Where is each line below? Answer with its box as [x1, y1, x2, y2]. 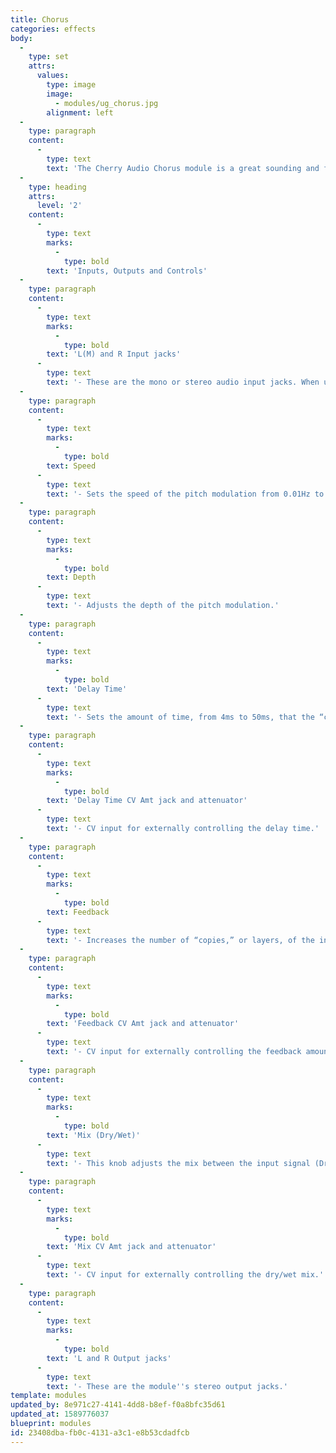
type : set [28, 52, 70, 62]
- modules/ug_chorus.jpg [54, 98, 159, 108]
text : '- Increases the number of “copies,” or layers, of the [46, 935, 315, 945]
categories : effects [10, 24, 97, 34]
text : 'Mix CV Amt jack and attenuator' [46, 1242, 217, 1252]
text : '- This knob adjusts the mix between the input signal [46, 1158, 311, 1168]
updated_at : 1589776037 [10, 1409, 110, 1420]
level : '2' [36, 201, 83, 211]
